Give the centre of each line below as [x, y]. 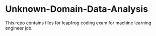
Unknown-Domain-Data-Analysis [77, 9]
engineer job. [19, 28]
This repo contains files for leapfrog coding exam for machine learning [79, 23]
